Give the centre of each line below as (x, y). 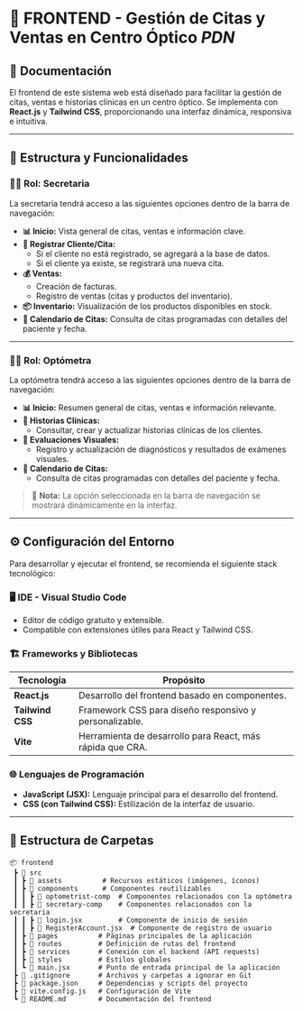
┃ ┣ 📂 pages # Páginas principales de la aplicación (133, 936)
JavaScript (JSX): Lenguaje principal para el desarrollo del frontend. (150, 794)
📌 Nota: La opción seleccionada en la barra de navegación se (146, 495)
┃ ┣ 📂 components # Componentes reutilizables (112, 888)
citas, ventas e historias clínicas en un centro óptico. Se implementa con (144, 102)
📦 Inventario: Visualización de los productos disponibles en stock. (147, 306)
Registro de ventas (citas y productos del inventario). (134, 296)
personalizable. (111, 722)
